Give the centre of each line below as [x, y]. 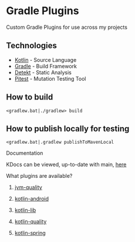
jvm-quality [28, 187]
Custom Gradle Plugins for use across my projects [67, 27]
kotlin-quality [31, 221]
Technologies [32, 46]
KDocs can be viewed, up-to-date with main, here [66, 165]
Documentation [25, 153]
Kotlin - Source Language [45, 59]
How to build [30, 97]
